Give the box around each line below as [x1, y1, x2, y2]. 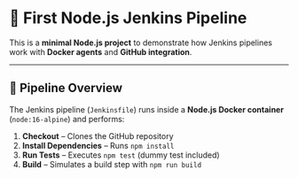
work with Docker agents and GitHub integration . [9, 46, 192, 57]
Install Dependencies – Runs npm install [21, 140, 175, 151]
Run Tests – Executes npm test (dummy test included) [21, 150, 220, 160]
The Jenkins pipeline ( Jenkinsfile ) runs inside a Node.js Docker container [9, 104, 284, 114]
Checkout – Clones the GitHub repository [21, 130, 175, 141]
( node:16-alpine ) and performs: [9, 113, 125, 124]
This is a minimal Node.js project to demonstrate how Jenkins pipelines [9, 37, 273, 48]
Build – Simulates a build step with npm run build [21, 159, 202, 169]
